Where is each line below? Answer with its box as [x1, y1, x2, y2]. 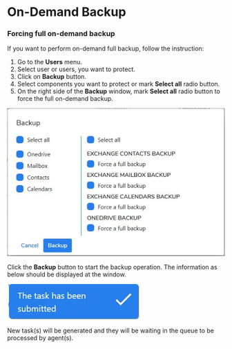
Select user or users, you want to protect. [17, 65, 136, 73]
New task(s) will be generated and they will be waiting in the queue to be [7, 326, 215, 335]
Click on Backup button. [17, 73, 86, 81]
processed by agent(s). [7, 334, 74, 342]
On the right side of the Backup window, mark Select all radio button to [17, 87, 221, 95]
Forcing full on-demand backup [7, 29, 115, 39]
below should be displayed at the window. [7, 270, 126, 279]
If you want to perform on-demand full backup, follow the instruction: [7, 44, 204, 53]
